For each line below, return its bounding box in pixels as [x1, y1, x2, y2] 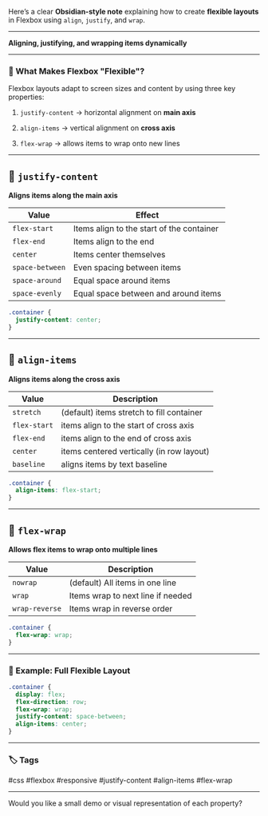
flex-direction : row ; [15, 698, 88, 706]
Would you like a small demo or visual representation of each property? [8, 798, 243, 808]
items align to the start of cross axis [61, 420, 195, 431]
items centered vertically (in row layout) [61, 445, 210, 456]
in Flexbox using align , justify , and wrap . [8, 15, 146, 25]
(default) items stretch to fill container [61, 407, 203, 418]
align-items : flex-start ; [15, 487, 102, 495]
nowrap [12, 578, 37, 587]
